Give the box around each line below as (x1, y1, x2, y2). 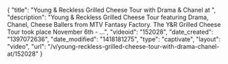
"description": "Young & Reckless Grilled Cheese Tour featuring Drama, (7, 13, 209, 21)
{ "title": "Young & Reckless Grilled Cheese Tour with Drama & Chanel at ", (7, 6, 216, 14)
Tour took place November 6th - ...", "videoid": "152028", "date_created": (7, 28, 214, 36)
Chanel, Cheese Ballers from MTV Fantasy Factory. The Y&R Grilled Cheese (7, 21, 221, 28)
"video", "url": (7, 43, 47, 50)
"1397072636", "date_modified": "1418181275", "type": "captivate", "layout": (7, 35, 221, 43)
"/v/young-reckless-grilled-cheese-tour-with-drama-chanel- (47, 43, 220, 50)
